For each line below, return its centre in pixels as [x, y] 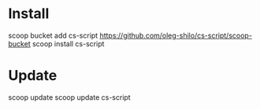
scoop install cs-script [68, 43]
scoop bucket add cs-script [53, 35]
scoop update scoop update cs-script [70, 97]
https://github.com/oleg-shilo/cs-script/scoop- [176, 35]
